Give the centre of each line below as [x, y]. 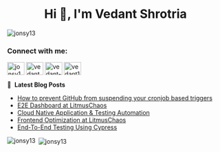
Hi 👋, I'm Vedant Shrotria [115, 14]
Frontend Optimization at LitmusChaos [71, 120]
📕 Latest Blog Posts [36, 85]
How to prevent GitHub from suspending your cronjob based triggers [115, 98]
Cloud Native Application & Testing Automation [83, 113]
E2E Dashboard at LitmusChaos [62, 105]
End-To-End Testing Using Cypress [67, 127]
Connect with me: [37, 51]
